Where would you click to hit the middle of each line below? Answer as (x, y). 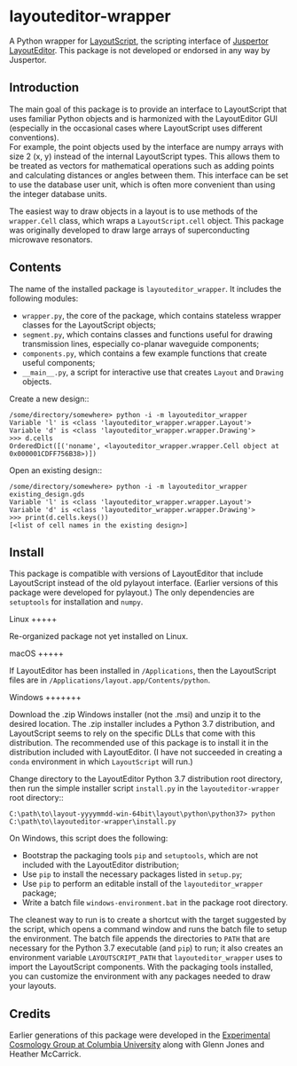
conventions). (34, 137)
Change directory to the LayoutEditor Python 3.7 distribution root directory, (146, 779)
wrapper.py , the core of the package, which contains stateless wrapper (152, 315)
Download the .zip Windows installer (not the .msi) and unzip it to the (135, 715)
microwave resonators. (51, 239)
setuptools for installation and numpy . (76, 602)
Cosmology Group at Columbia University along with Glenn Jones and (137, 1045)
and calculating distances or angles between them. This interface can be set (149, 175)
